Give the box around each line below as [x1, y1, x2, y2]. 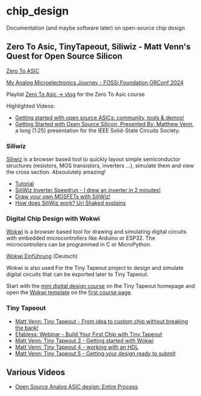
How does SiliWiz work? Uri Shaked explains [14, 199, 126, 206]
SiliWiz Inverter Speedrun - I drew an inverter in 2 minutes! [14, 187, 161, 194]
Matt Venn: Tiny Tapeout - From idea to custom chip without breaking [14, 318, 188, 325]
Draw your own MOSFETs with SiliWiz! [14, 193, 110, 200]
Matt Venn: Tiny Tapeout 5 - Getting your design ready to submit [14, 350, 176, 357]
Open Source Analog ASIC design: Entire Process [14, 383, 138, 391]
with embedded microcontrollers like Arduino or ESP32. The [6, 234, 156, 242]
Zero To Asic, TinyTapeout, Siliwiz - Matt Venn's [6, 42, 191, 52]
